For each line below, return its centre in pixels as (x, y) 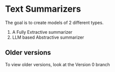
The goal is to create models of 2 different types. (54, 23)
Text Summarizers (43, 9)
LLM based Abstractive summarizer (48, 37)
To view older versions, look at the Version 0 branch (57, 64)
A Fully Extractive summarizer (42, 32)
